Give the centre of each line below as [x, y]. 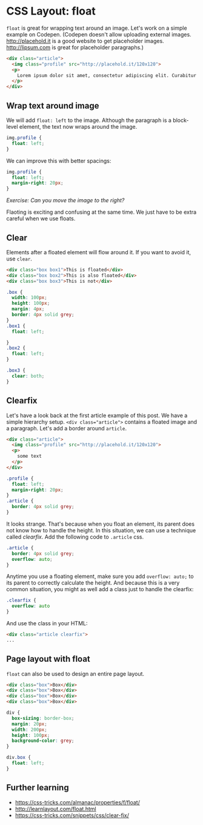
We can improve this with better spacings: [59, 161]
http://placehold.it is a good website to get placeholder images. [85, 41]
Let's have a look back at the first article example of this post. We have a [97, 415]
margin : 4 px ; [28, 309]
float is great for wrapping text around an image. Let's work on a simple [97, 28]
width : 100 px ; [29, 298]
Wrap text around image [53, 105]
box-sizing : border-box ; [43, 718]
